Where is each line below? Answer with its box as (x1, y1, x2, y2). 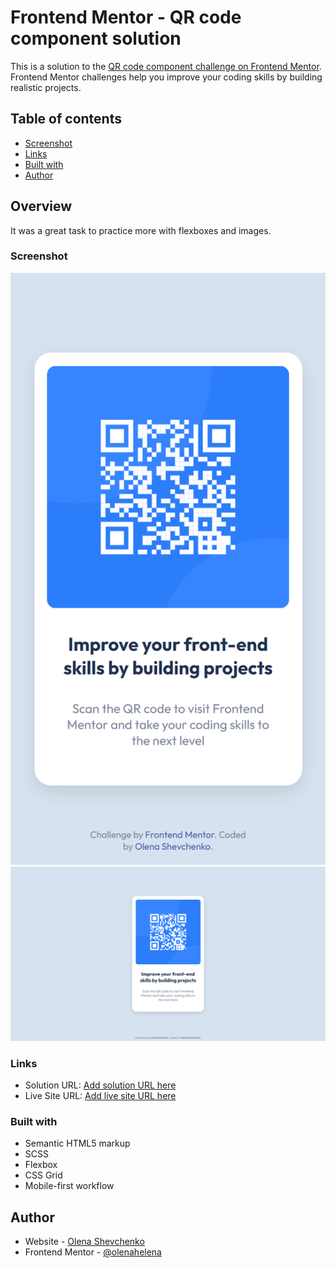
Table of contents (10, 111, 122, 128)
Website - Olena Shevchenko (24, 1236, 145, 1248)
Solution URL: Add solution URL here (24, 1079, 177, 1091)
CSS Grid (24, 1169, 63, 1181)
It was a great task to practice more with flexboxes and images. (10, 224, 272, 236)
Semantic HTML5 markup (24, 1137, 131, 1150)
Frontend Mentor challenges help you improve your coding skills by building (10, 71, 323, 83)
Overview (10, 198, 73, 215)
